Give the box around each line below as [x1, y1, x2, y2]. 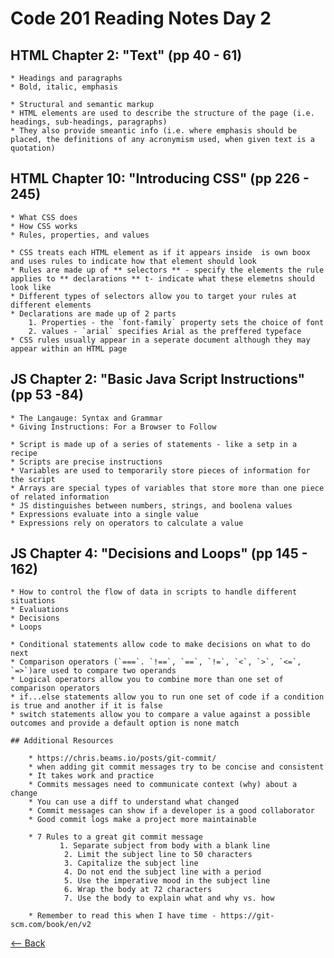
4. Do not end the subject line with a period [63, 867, 262, 877]
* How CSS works [10, 221, 78, 231]
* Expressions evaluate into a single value [10, 509, 199, 519]
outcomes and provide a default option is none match [10, 718, 240, 729]
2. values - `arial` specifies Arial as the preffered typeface [28, 326, 302, 336]
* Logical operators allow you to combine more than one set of [10, 675, 284, 685]
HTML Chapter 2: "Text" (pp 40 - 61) [10, 47, 243, 64]
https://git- [220, 911, 275, 921]
